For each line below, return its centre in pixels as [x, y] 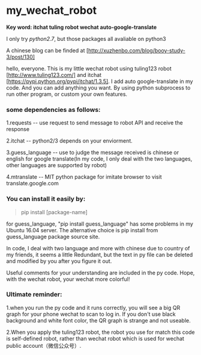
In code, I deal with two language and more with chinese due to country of [98, 248]
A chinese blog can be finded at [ [47, 50]
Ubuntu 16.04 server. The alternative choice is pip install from [82, 230]
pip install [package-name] [54, 212]
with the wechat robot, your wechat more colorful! [68, 279]
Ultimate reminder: [34, 294]
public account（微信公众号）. [44, 345]
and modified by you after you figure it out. [59, 261]
